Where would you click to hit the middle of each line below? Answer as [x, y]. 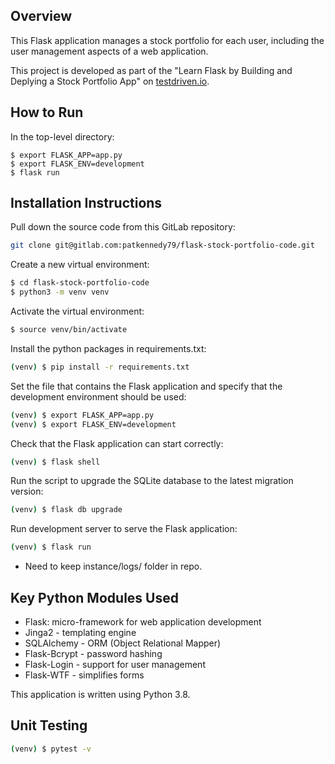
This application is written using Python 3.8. [100, 694]
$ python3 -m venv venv [60, 292]
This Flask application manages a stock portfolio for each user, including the [167, 40]
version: [27, 491]
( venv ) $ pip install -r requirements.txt [100, 367]
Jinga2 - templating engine [80, 632]
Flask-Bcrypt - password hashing [93, 653]
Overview [41, 16]
